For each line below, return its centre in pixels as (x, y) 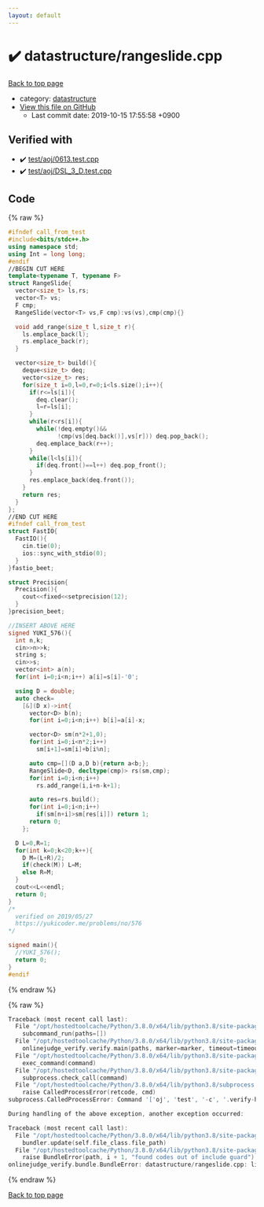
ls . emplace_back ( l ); (56, 334)
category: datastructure (58, 98)
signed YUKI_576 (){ (40, 633)
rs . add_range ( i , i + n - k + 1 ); (79, 785)
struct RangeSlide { (40, 283)
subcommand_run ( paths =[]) (65, 1034)
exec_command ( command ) (59, 1063)
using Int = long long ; (47, 254)
